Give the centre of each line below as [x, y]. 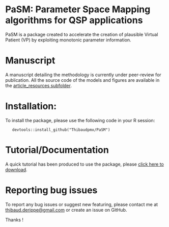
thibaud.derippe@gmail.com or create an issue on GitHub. [66, 210]
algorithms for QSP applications [74, 20]
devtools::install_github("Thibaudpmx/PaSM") [61, 130]
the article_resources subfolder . [39, 85]
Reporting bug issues [51, 190]
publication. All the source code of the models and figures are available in [82, 80]
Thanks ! [15, 220]
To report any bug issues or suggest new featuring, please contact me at [82, 204]
